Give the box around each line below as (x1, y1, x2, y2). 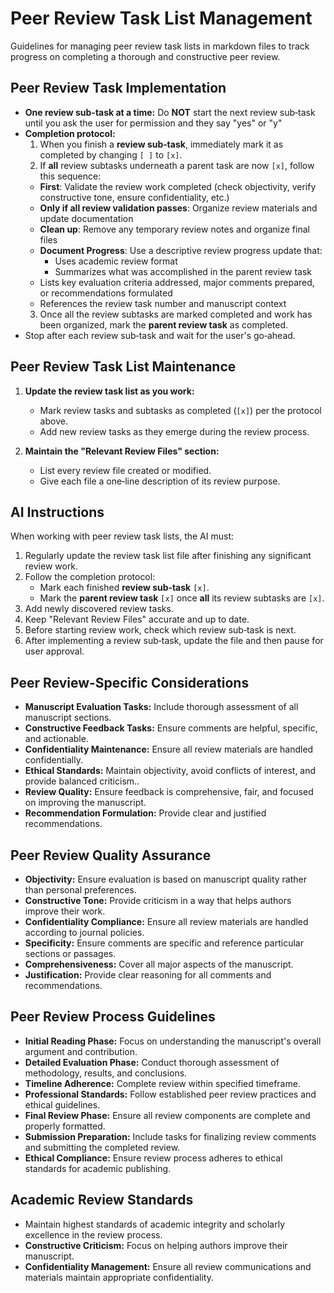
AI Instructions (10, 503, 105, 521)
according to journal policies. (24, 927, 145, 938)
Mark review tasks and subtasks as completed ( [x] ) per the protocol (39, 404, 322, 416)
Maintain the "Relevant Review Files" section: (24, 445, 220, 457)
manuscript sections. (24, 712, 112, 724)
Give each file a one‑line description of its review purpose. (39, 475, 281, 487)
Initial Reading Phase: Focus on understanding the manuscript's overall (24, 1035, 322, 1047)
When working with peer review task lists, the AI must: (10, 530, 234, 542)
